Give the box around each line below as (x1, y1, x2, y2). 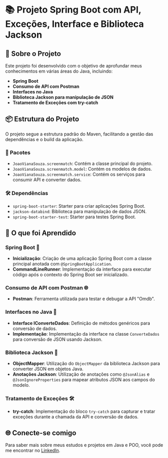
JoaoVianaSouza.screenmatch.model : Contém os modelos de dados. (12, 166, 152, 172)
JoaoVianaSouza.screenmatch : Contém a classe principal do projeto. (12, 160, 153, 167)
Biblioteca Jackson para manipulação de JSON (12, 94, 114, 100)
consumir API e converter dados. (12, 177, 82, 183)
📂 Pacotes (5, 149, 30, 156)
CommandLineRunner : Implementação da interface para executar (12, 266, 151, 272)
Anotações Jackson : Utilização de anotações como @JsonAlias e (12, 371, 150, 377)
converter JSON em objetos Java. (12, 366, 84, 372)
